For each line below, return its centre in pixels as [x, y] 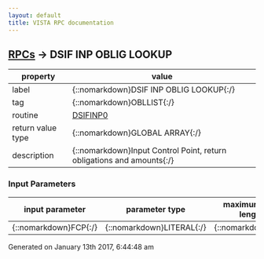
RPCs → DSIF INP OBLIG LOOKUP [90, 55]
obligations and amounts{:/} [123, 160]
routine [25, 115]
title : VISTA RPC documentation [61, 23]
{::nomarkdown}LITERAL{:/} [156, 227]
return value [35, 128]
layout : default [35, 15]
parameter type [156, 209]
